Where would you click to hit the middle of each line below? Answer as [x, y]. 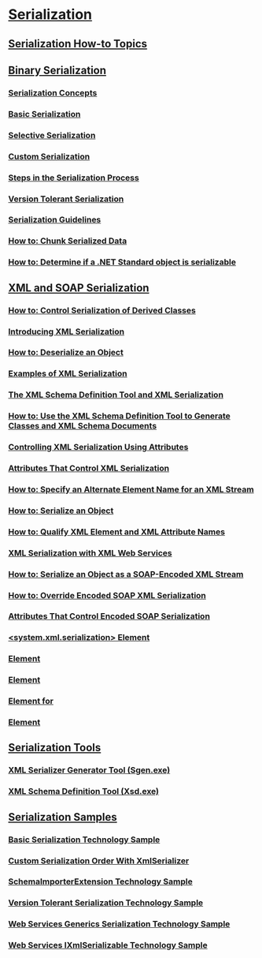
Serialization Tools [55, 748]
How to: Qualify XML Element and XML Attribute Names [117, 532]
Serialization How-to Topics [78, 44]
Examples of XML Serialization [68, 374]
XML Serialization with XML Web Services [90, 552]
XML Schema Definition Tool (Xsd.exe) [84, 791]
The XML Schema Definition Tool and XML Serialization [116, 395]
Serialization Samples [63, 817]
